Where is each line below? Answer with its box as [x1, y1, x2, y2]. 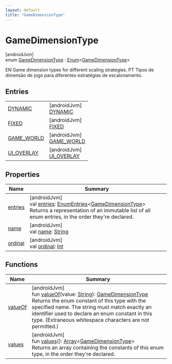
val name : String [29, 228, 69, 235]
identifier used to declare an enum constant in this [31, 310, 153, 317]
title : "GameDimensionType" [5, 12, 66, 17]
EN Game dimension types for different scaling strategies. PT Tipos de [5, 67, 154, 73]
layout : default [5, 7, 40, 13]
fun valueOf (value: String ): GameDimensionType [31, 290, 148, 298]
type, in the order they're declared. [31, 350, 115, 357]
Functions [5, 260, 38, 269]
